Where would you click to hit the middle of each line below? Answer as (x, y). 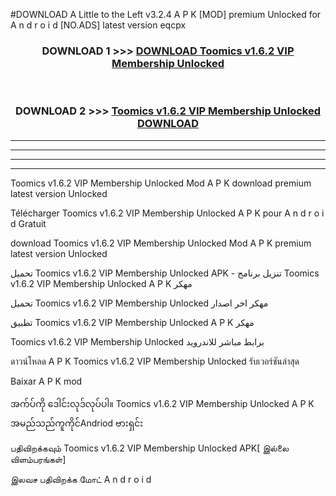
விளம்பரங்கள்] (38, 459)
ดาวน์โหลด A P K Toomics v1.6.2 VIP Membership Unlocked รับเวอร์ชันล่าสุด (155, 361)
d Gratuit (28, 223)
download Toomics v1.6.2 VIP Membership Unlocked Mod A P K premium (161, 243)
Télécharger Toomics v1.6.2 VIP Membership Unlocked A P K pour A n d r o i (167, 213)
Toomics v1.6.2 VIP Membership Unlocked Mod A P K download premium (161, 183)
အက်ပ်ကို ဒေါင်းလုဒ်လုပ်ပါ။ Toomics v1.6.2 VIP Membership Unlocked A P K (162, 403)
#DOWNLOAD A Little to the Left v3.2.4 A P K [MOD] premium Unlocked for (166, 14)
